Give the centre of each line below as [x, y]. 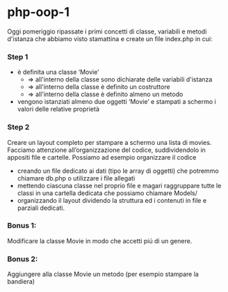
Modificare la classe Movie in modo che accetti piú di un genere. [100, 240]
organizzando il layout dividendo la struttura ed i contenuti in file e [112, 200]
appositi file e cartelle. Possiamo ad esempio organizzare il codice [102, 157]
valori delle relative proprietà [58, 109]
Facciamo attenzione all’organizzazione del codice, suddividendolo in [107, 150]
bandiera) [21, 282]
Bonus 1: [22, 226]
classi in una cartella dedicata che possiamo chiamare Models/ [107, 193]
